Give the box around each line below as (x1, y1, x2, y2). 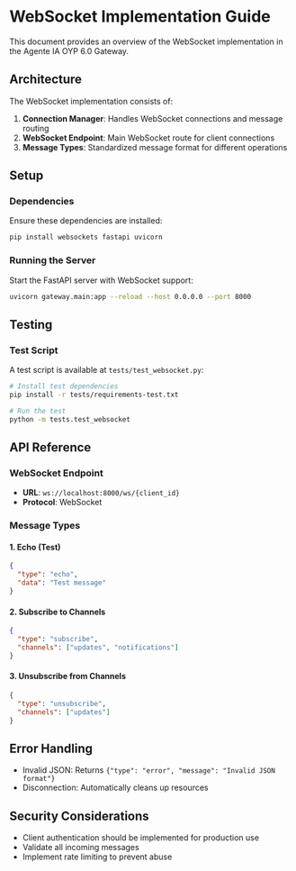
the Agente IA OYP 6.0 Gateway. (9, 45, 129, 56)
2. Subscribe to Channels (9, 606, 106, 617)
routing (22, 122, 49, 133)
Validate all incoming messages (22, 842, 139, 853)
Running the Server (9, 254, 96, 267)
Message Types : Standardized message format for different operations (22, 141, 288, 152)
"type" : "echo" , (17, 570, 78, 579)
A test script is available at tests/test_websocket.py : (9, 365, 204, 376)
